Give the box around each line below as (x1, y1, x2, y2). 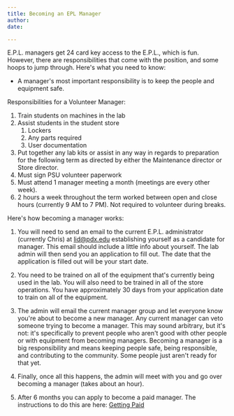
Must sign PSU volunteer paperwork (17, 171, 122, 179)
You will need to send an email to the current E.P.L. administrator (17, 228, 204, 236)
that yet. (17, 359, 42, 367)
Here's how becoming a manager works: (7, 214, 124, 222)
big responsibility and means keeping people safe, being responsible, (17, 344, 218, 352)
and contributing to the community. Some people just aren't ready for (17, 351, 217, 360)
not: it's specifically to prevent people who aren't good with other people (17, 329, 227, 338)
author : (7, 17, 30, 24)
